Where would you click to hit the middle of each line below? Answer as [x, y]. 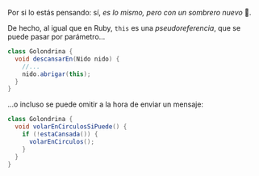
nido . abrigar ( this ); [56, 74]
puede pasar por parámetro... [56, 37]
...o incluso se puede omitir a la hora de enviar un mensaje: [105, 104]
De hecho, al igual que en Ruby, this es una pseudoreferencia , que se [124, 28]
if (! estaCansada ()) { [60, 134]
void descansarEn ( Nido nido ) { [67, 59]
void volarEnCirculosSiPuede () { [71, 127]
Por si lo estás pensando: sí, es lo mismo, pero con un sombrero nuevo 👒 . [129, 13]
